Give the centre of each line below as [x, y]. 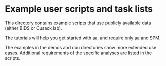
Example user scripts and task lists [79, 9]
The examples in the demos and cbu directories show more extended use [81, 47]
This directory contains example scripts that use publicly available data [78, 23]
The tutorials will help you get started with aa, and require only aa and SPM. [83, 38]
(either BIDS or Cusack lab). [34, 28]
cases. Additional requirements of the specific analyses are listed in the [79, 53]
